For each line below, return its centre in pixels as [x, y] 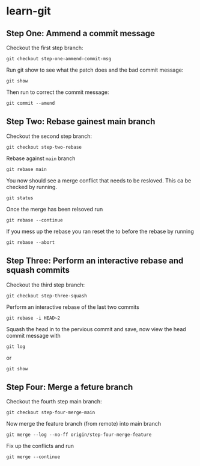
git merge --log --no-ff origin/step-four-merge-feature [79, 435]
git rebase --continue [35, 220]
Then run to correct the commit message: [58, 92]
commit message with [34, 335]
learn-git [29, 11]
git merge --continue [33, 457]
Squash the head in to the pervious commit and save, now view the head [96, 329]
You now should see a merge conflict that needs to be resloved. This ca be [99, 180]
